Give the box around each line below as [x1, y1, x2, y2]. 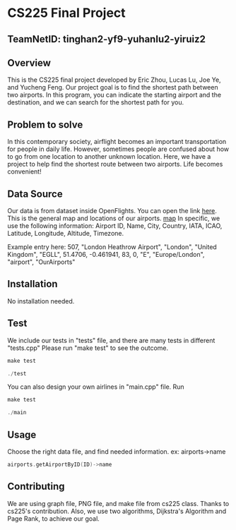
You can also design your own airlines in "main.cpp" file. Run [7, 383, 185, 391]
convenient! [7, 167, 42, 176]
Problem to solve [7, 119, 83, 131]
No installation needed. [7, 296, 75, 305]
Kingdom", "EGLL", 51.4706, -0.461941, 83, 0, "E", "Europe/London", [7, 251, 205, 259]
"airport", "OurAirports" [7, 258, 76, 266]
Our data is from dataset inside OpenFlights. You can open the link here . [7, 207, 218, 215]
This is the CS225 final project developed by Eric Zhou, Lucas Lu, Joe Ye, [7, 76, 221, 84]
